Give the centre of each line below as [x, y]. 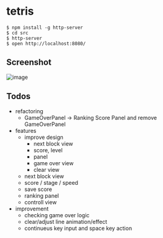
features [26, 130]
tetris [20, 11]
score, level [48, 150]
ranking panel [42, 195]
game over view [53, 163]
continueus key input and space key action [78, 228]
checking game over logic [57, 215]
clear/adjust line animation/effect [66, 221]
